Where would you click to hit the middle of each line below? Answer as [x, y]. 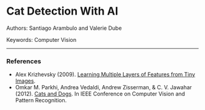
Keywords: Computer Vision [41, 40]
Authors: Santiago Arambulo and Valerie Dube [64, 28]
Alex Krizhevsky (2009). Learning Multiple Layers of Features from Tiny [105, 75]
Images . [25, 81]
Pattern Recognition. [41, 100]
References [24, 61]
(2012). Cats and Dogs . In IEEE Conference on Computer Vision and [100, 94]
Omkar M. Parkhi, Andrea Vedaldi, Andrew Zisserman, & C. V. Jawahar [103, 88]
